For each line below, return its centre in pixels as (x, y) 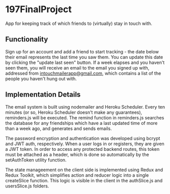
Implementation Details (43, 95)
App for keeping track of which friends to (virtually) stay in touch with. (79, 23)
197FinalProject (39, 9)
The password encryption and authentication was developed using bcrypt (83, 138)
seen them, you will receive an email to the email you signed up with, (77, 68)
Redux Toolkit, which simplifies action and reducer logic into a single (77, 175)
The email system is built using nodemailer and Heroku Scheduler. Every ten (85, 107)
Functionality (27, 39)
